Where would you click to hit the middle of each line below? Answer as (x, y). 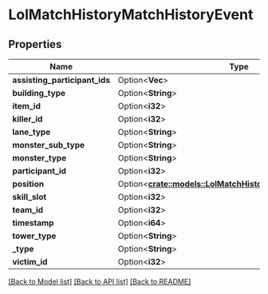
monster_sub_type (49, 145)
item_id (27, 106)
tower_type (34, 236)
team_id (28, 210)
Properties (35, 44)
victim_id (30, 262)
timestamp (33, 223)
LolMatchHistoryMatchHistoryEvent (131, 15)
